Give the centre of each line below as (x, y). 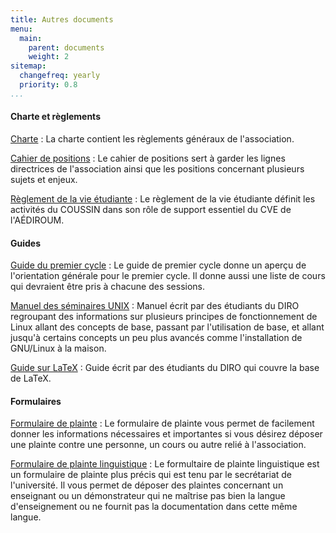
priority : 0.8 (48, 85)
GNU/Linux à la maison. (58, 348)
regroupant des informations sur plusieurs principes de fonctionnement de (164, 317)
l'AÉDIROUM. (37, 220)
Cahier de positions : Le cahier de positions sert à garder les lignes (148, 158)
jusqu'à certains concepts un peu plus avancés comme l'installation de (156, 338)
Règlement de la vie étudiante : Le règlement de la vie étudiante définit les (163, 198)
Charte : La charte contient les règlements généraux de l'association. (152, 138)
